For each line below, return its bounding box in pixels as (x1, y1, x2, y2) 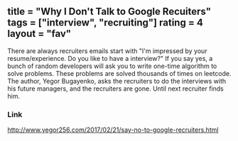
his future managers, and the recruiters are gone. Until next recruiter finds (7, 84, 224, 93)
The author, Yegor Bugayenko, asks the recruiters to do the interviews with (7, 77, 227, 85)
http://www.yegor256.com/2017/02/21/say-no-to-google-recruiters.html (7, 125, 219, 134)
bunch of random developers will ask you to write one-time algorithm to (7, 62, 217, 70)
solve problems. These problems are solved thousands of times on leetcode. (7, 69, 232, 77)
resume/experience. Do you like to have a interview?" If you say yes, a (7, 54, 213, 62)
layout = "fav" (7, 28, 72, 40)
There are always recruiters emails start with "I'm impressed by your (7, 46, 207, 55)
